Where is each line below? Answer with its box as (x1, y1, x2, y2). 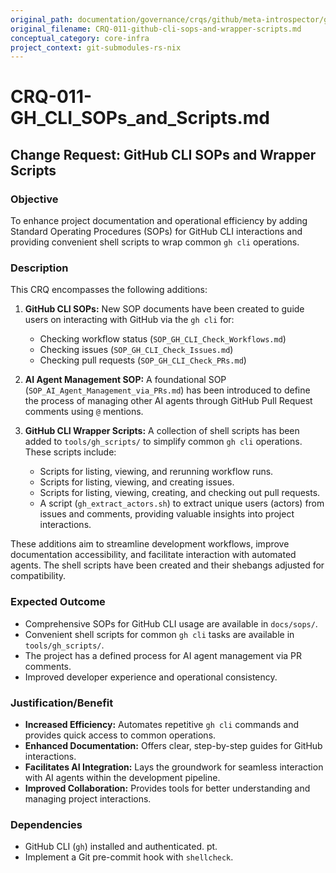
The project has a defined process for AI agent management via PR (24, 649, 303, 661)
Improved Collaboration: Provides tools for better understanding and (24, 782, 311, 795)
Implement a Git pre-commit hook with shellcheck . (24, 851, 234, 863)
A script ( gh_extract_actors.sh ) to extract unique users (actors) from (39, 497, 325, 510)
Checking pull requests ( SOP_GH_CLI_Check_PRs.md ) (39, 354, 247, 366)
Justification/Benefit (10, 696, 114, 710)
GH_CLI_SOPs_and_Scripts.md (10, 107, 270, 130)
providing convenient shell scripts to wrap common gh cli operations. (10, 236, 300, 248)
